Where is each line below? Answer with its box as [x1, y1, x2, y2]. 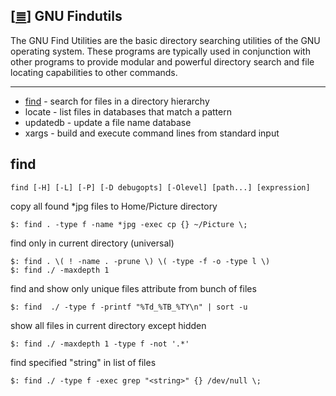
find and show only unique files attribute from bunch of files [10, 282, 257, 294]
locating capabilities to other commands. [10, 66, 178, 78]
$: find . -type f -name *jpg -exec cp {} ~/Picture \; [10, 219, 248, 229]
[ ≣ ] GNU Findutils [10, 8, 123, 25]
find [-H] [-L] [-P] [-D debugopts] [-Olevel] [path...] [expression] [10, 182, 311, 193]
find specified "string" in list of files [10, 356, 157, 368]
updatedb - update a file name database [24, 116, 192, 128]
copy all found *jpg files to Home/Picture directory [10, 200, 218, 212]
